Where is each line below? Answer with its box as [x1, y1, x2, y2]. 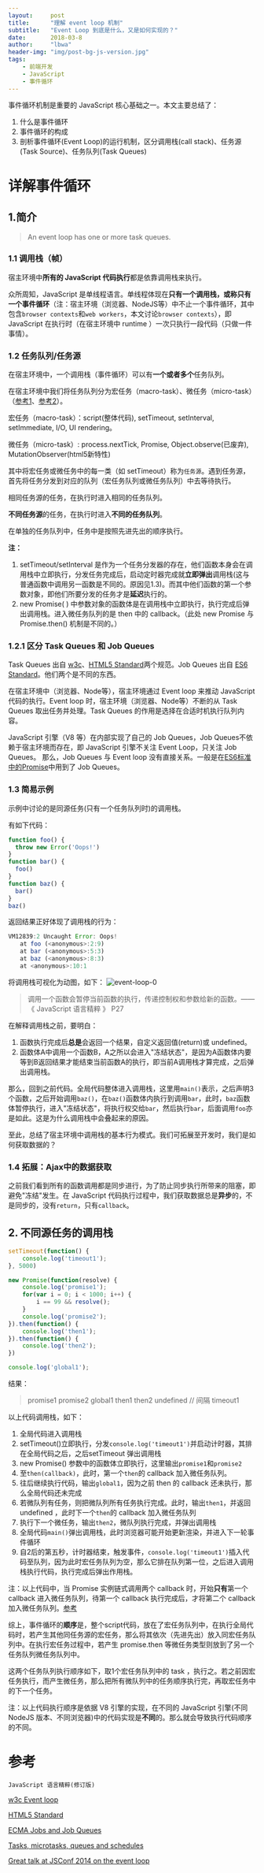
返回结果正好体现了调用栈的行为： [8, 917, 119, 927]
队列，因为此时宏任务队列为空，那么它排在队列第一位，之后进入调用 [33, 1557, 254, 1566]
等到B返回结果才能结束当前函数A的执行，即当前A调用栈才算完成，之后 [19, 1057, 247, 1066]
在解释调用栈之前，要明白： [8, 1020, 98, 1030]
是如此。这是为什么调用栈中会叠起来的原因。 [8, 1113, 153, 1123]
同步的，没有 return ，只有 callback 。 [14, 1201, 134, 1210]
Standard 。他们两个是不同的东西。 [8, 670, 120, 679]
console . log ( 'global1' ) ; [8, 1364, 90, 1372]
